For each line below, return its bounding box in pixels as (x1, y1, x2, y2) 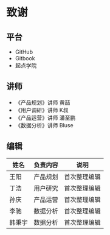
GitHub (15, 48, 33, 55)
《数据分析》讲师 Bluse (15, 121, 74, 128)
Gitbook (15, 55, 35, 61)
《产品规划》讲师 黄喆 (15, 99, 70, 106)
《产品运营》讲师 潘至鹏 (15, 114, 76, 121)
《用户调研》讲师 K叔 (15, 106, 69, 113)
